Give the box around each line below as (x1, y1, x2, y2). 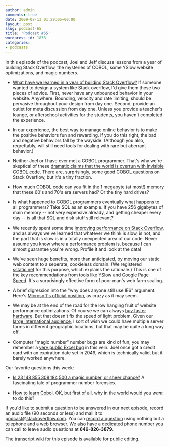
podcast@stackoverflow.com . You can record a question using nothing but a (5, 415, 164, 421)
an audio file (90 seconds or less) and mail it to (5, 410, 103, 416)
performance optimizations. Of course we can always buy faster (12, 307, 146, 313)
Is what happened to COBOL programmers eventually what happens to (12, 199, 160, 205)
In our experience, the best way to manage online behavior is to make (12, 127, 157, 133)
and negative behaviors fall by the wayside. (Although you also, (12, 137, 145, 143)
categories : (5, 40, 30, 45)
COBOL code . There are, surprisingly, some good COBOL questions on (12, 169, 160, 175)
